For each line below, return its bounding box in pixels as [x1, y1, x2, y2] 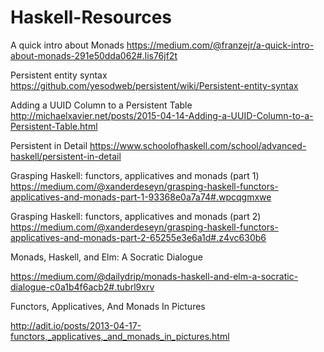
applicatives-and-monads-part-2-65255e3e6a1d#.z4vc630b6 [10, 231, 267, 243]
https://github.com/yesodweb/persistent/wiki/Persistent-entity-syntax [10, 79, 299, 91]
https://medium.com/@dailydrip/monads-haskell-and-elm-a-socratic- [10, 270, 299, 282]
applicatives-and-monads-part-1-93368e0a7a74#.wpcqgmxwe [10, 191, 272, 203]
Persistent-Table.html [10, 120, 98, 132]
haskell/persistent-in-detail [10, 150, 122, 162]
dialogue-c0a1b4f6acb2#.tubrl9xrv [10, 281, 155, 293]
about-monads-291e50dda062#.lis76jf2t [10, 49, 178, 61]
